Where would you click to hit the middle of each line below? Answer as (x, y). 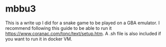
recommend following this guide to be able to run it (59, 28)
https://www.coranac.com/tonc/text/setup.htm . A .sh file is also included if (83, 33)
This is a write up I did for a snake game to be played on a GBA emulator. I (82, 23)
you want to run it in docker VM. (39, 39)
